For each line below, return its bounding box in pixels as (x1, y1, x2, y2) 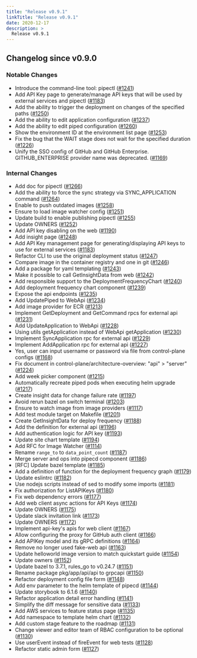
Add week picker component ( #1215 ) (14, 373, 105, 380)
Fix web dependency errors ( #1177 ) (14, 493, 102, 501)
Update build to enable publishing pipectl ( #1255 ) (14, 214, 136, 221)
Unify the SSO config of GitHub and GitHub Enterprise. (14, 147, 149, 155)
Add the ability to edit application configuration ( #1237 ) (14, 116, 151, 123)
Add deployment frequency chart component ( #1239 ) (14, 284, 146, 291)
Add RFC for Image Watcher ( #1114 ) (14, 443, 102, 450)
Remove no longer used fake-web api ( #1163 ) (14, 544, 127, 551)
